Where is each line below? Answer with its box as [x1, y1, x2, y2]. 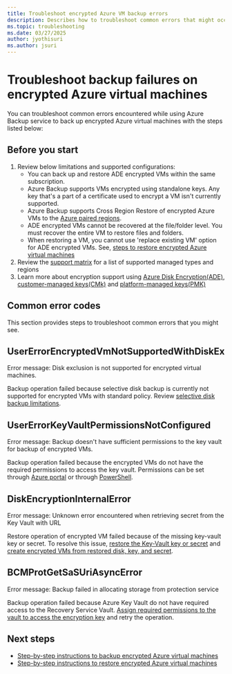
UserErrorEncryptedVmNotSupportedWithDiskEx [7, 345, 225, 357]
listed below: [7, 124, 43, 132]
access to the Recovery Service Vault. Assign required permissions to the [7, 606, 216, 614]
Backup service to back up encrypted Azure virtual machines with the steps [7, 117, 223, 125]
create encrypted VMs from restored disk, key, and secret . [7, 547, 174, 555]
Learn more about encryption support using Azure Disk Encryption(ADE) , [17, 272, 225, 280]
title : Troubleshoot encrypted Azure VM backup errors [7, 10, 168, 17]
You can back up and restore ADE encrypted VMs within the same [27, 170, 216, 178]
